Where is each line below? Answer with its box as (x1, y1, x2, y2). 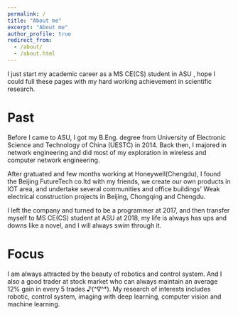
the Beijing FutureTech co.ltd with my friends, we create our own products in (7, 177, 231, 186)
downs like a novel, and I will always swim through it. (7, 221, 162, 230)
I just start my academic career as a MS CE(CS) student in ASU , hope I (7, 69, 215, 78)
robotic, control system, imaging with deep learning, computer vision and (7, 292, 222, 301)
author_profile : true (7, 30, 72, 38)
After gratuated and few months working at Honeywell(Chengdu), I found (7, 169, 222, 178)
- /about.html (13, 50, 55, 58)
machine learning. (7, 299, 60, 308)
